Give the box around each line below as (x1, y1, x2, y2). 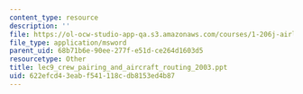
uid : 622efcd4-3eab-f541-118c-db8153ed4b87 (9, 72, 176, 81)
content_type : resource (9, 13, 99, 22)
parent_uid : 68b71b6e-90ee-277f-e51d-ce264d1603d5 (9, 47, 204, 56)
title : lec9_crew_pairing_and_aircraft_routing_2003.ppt (9, 64, 228, 73)
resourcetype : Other (9, 55, 87, 64)
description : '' (9, 21, 70, 30)
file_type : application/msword (9, 38, 127, 47)
